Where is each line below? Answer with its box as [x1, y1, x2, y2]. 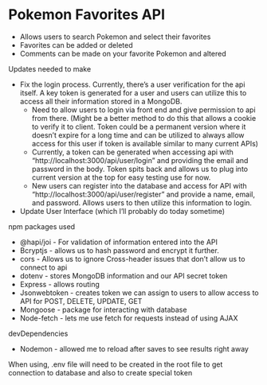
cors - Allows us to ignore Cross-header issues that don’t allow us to [19, 254, 245, 263]
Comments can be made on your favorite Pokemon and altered [19, 49, 226, 58]
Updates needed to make [8, 64, 92, 73]
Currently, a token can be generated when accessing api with [31, 147, 234, 157]
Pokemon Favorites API [8, 6, 166, 24]
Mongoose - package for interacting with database [19, 305, 187, 314]
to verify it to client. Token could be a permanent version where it [31, 122, 246, 131]
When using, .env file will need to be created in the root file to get [8, 360, 223, 369]
